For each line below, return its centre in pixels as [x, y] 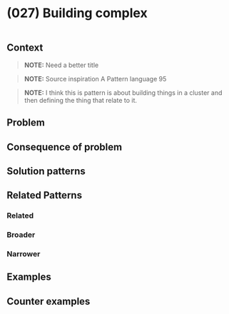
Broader [21, 235]
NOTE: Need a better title [61, 65]
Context [25, 48]
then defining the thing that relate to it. [80, 100]
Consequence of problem [65, 147]
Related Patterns [45, 195]
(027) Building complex [77, 13]
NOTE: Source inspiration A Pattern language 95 [95, 78]
